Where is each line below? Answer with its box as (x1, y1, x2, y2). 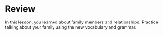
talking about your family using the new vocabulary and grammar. (5, 24, 137, 30)
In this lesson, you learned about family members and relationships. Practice (5, 19, 159, 25)
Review (5, 3, 36, 14)
